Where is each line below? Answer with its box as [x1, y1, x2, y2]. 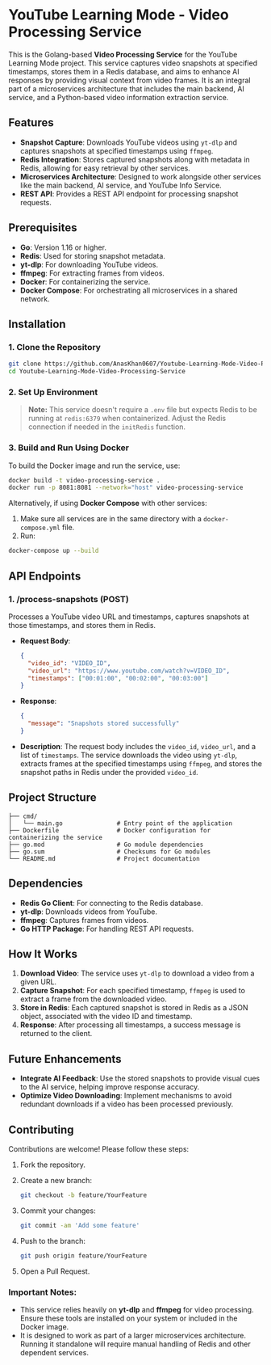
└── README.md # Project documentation [8, 854, 200, 862]
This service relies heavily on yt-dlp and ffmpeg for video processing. [19, 1304, 254, 1314]
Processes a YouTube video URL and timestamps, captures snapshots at [8, 612, 250, 621]
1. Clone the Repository [8, 341, 101, 352]
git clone [8, 360, 42, 369]
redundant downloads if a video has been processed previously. [19, 1099, 234, 1109]
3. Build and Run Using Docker [8, 442, 129, 453]
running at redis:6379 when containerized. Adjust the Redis [27, 414, 227, 423]
